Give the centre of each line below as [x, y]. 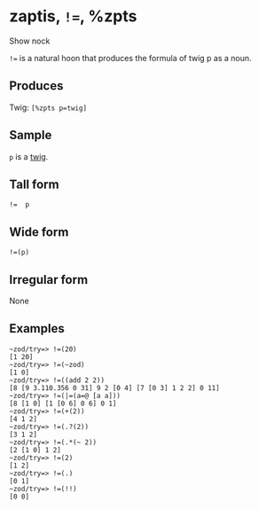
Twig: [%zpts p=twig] [48, 107]
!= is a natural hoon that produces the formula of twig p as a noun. [130, 58]
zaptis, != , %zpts [73, 16]
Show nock [30, 41]
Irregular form [49, 280]
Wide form [39, 232]
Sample [31, 135]
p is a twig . [29, 156]
